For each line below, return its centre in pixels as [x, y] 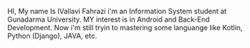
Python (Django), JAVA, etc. [52, 36]
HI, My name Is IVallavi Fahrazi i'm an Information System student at [117, 11]
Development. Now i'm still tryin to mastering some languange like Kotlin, [125, 27]
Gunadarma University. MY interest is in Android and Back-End [109, 19]
